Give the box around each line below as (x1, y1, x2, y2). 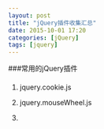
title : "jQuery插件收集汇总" (8, 19, 97, 27)
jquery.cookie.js (19, 82, 72, 92)
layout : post (8, 11, 51, 20)
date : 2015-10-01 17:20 (8, 26, 87, 34)
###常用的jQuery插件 (8, 64, 78, 74)
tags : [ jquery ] (8, 41, 58, 49)
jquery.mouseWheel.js (19, 97, 92, 107)
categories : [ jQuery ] (8, 33, 80, 42)
